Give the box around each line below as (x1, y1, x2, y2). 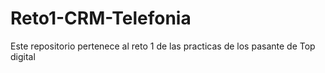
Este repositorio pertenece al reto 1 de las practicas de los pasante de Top (10, 40, 316, 52)
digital (10, 50, 36, 62)
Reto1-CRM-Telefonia (10, 7, 192, 30)
